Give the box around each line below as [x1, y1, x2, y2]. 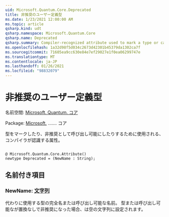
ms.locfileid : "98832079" [5, 69, 59, 74]
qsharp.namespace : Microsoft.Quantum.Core [5, 31, 96, 36]
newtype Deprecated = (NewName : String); [5, 156, 96, 161]
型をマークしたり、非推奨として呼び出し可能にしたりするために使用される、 [5, 131, 164, 137]
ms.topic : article [5, 21, 44, 27]
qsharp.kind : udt [5, 26, 42, 31]
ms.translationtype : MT [5, 54, 55, 60]
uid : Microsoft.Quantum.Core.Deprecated [5, 7, 92, 13]
